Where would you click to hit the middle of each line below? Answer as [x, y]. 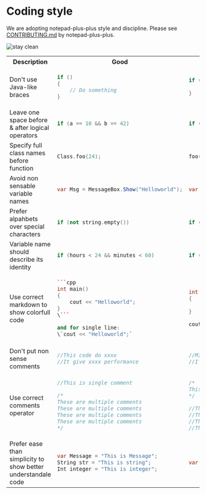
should [19, 251]
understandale [30, 474]
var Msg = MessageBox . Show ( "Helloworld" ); [120, 189]
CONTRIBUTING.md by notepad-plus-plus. [61, 34]
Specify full [26, 145]
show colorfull [30, 312]
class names [28, 153]
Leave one [25, 112]
